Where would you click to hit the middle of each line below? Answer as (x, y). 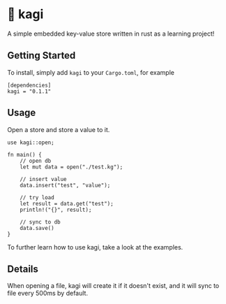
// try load (37, 197)
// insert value (44, 179)
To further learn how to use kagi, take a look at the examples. (95, 247)
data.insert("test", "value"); (65, 185)
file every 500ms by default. (48, 294)
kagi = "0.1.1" (29, 91)
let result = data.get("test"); (67, 203)
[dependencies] (29, 85)
